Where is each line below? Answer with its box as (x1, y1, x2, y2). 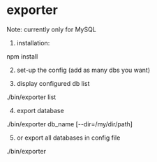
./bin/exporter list (6, 93, 57, 101)
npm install (6, 52, 38, 61)
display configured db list (16, 79, 90, 87)
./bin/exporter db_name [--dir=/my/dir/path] (6, 119, 133, 128)
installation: (16, 38, 50, 47)
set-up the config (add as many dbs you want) (16, 66, 151, 74)
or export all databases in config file (16, 133, 121, 142)
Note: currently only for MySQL (6, 25, 97, 34)
